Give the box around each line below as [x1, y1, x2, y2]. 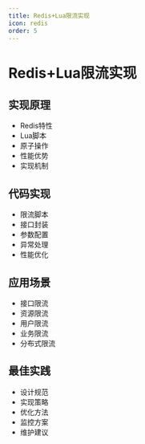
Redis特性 [19, 121, 54, 131]
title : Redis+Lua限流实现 [8, 11, 91, 20]
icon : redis [8, 19, 48, 27]
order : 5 [8, 26, 38, 35]
